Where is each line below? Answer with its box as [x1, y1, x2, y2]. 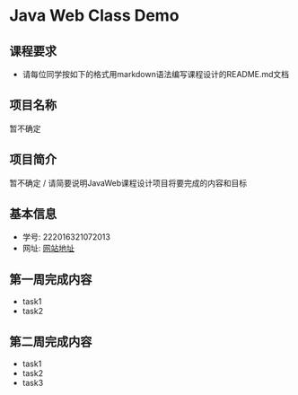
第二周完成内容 [9, 334, 92, 349]
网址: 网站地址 [22, 243, 74, 254]
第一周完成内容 [9, 271, 92, 287]
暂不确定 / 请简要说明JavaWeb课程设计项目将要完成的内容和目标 [9, 177, 248, 189]
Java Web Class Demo [9, 5, 180, 26]
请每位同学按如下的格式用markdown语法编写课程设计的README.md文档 [22, 69, 290, 79]
